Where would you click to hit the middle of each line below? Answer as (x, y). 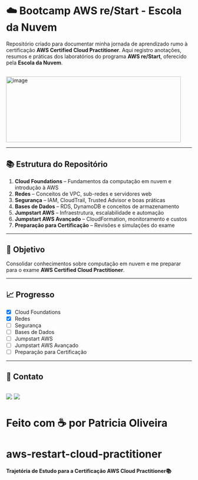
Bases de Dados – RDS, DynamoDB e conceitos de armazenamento (97, 206)
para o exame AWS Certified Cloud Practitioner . (65, 270)
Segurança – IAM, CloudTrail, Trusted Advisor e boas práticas (90, 200)
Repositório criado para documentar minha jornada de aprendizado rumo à (97, 44)
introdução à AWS (37, 188)
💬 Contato (25, 376)
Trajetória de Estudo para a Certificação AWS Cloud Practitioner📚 (89, 471)
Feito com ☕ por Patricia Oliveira (87, 423)
